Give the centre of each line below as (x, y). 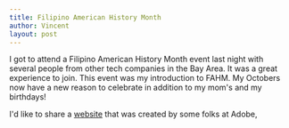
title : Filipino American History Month (86, 17)
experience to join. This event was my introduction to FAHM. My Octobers (145, 78)
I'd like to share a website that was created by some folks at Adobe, (133, 114)
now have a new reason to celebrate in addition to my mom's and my (136, 88)
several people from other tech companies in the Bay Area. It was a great (144, 68)
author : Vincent (39, 26)
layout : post (33, 34)
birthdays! (28, 97)
